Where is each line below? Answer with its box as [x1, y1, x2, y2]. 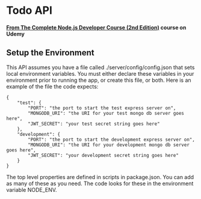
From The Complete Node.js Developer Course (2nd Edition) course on [6, 23, 187, 31]
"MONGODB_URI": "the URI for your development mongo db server [28, 142, 190, 148]
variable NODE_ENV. [6, 186, 57, 193]
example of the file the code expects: [6, 82, 99, 90]
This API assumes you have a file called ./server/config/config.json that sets [6, 64, 195, 71]
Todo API [6, 4, 53, 17]
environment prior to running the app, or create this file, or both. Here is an [6, 76, 191, 84]
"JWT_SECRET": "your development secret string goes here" [28, 152, 179, 158]
